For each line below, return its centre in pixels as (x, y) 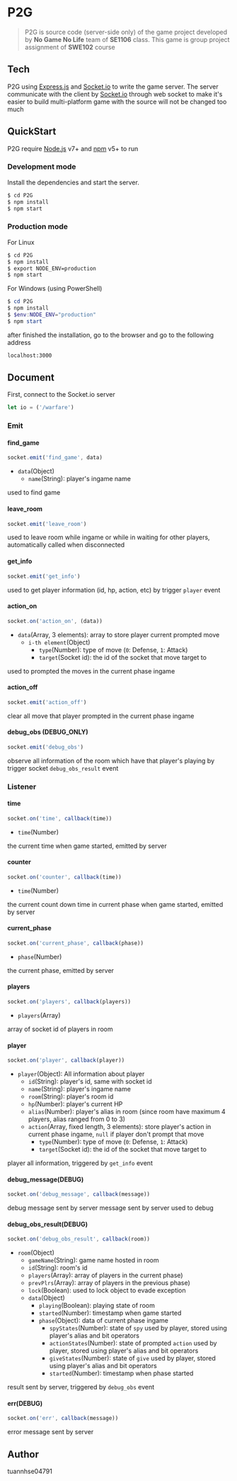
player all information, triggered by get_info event (80, 1163)
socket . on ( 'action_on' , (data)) (55, 621)
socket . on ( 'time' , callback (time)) (60, 818)
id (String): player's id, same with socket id (90, 1081)
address (19, 342)
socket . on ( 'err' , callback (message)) (63, 1419)
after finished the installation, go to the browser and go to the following (111, 335)
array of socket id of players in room (60, 1029)
